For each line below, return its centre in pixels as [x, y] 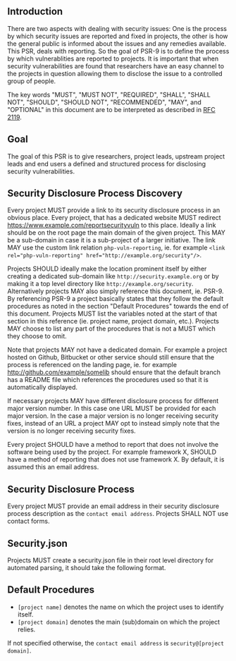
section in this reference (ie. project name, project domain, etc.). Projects [113, 321]
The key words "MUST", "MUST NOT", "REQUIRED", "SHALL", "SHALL [109, 94]
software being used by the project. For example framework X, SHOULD [112, 452]
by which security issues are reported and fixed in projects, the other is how [118, 36]
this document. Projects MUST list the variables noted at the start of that [112, 314]
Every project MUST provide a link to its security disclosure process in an [114, 210]
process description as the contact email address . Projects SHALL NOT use [118, 514]
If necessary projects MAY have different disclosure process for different [113, 401]
